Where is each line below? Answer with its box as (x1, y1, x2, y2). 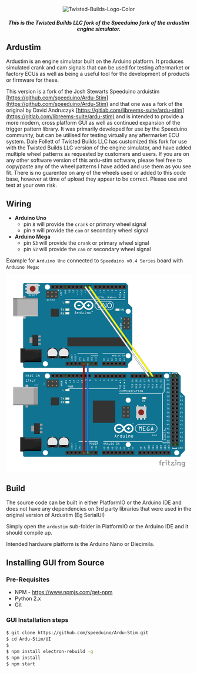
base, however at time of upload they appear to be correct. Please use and (6, 175, 188, 182)
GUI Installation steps (6, 615, 69, 624)
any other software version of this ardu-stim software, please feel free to (6, 156, 182, 164)
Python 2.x (14, 595, 41, 602)
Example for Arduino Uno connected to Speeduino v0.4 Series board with (6, 257, 183, 264)
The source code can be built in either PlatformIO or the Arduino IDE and (6, 499, 182, 506)
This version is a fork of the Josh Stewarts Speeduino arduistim (6, 88, 160, 95)
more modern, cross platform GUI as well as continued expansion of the (6, 119, 181, 126)
